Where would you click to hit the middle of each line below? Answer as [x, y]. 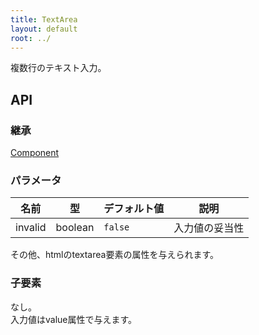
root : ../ [31, 38]
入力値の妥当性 [209, 228]
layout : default [44, 29]
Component [35, 153]
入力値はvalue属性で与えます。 [74, 319]
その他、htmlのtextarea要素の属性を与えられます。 [115, 255]
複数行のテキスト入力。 [58, 68]
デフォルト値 [134, 209]
